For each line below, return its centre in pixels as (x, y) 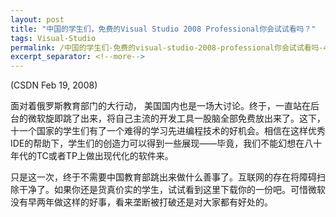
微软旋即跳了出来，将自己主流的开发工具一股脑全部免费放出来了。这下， (176, 118)
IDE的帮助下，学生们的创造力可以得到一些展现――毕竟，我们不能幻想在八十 (166, 143)
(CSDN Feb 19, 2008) (54, 85)
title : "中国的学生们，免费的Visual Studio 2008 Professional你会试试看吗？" (163, 29)
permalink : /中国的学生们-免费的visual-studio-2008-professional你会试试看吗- (167, 47)
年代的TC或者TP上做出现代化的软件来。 (92, 156)
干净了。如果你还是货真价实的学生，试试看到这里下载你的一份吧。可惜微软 (172, 190)
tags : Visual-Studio (53, 38)
